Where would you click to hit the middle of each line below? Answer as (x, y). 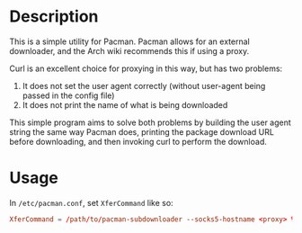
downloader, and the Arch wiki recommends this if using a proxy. (129, 50)
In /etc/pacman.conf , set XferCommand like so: (91, 202)
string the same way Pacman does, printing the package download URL (142, 131)
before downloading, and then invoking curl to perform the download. (138, 141)
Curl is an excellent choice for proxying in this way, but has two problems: (146, 68)
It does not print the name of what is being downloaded (125, 104)
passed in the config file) (68, 95)
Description (54, 17)
